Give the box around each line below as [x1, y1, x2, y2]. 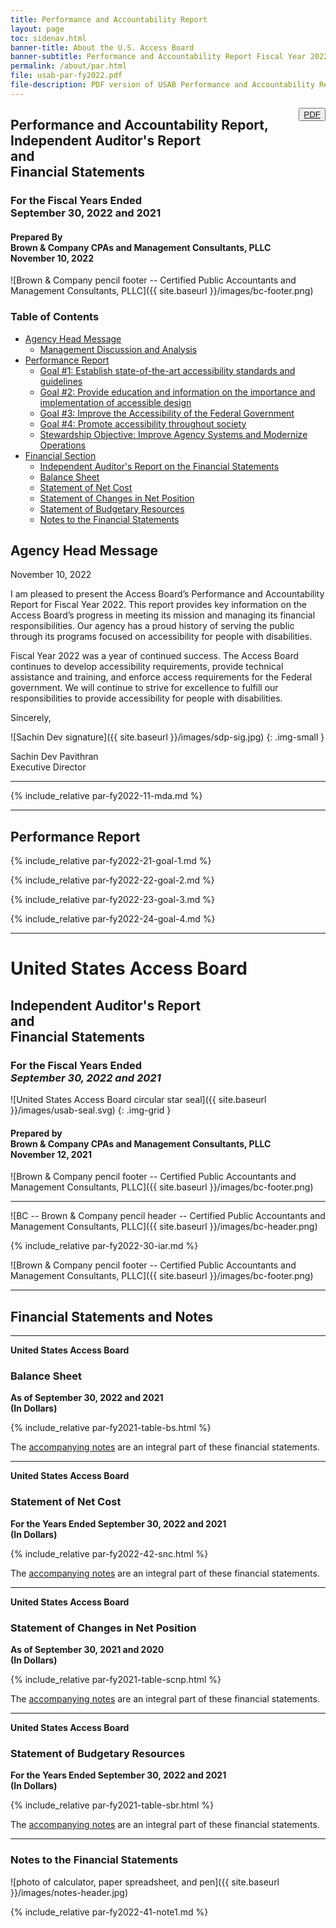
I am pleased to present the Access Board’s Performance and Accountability [10, 588, 325, 600]
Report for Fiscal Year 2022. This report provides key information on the [10, 599, 307, 611]
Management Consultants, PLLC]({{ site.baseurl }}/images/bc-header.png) [10, 1221, 318, 1233]
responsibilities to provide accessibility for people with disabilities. [10, 692, 283, 705]
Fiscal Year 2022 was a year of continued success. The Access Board [10, 650, 300, 662]
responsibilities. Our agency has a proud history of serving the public [10, 620, 295, 632]
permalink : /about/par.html [10, 61, 128, 71]
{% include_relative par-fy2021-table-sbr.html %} [10, 1799, 215, 1811]
